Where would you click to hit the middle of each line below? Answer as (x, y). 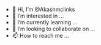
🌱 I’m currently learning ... (45, 22)
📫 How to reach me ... (40, 36)
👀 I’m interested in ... (38, 16)
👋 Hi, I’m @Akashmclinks (43, 9)
